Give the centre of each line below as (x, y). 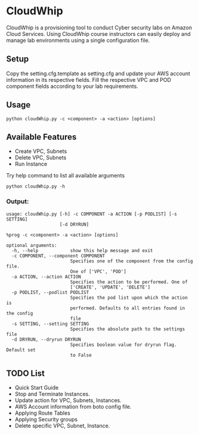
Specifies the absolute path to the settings (128, 329)
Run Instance (31, 164)
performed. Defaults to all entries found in (128, 308)
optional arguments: (32, 245)
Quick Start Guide (37, 388)
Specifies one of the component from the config (132, 261)
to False (81, 355)
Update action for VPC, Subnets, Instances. (68, 400)
